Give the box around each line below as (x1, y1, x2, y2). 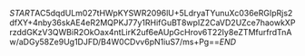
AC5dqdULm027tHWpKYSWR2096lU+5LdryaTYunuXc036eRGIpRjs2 (34, 8, 293, 18)
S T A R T (9, 8, 35, 18)
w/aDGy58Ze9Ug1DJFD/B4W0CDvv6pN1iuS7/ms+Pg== (9, 36, 220, 47)
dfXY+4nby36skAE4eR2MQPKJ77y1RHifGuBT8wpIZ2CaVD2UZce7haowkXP (9, 17, 296, 28)
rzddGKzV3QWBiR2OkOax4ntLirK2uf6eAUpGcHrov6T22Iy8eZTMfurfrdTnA (9, 27, 292, 37)
